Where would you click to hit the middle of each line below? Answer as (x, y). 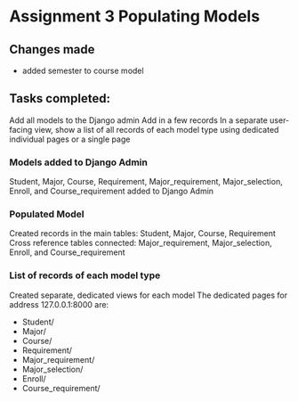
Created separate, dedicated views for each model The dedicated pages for (148, 295)
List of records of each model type (85, 275)
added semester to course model (83, 70)
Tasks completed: (60, 98)
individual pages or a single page (70, 139)
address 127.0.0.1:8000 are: (59, 304)
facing (21, 129)
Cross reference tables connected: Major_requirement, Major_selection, (141, 243)
